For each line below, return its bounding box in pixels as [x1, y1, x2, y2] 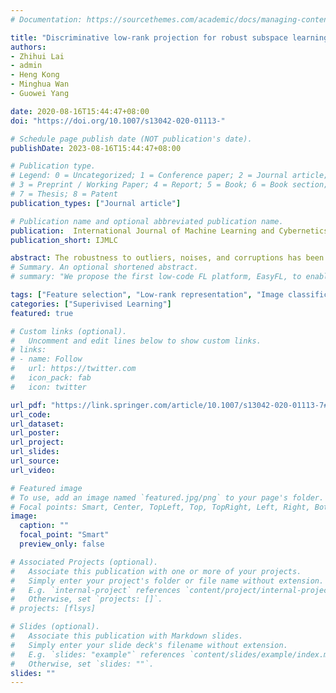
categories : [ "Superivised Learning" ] [10, 299, 172, 309]
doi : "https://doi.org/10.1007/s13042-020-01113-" [10, 116, 226, 126]
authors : [10, 42, 47, 52]
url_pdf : [10, 400, 47, 410]
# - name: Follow [10, 354, 83, 365]
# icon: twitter [10, 382, 87, 392]
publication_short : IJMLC [10, 235, 118, 245]
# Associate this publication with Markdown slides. [10, 631, 244, 641]
